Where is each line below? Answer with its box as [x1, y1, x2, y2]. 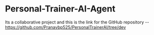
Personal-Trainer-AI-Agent [5, 3, 116, 14]
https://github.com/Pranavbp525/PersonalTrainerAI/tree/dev [5, 24, 126, 30]
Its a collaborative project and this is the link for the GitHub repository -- [5, 19, 149, 25]
